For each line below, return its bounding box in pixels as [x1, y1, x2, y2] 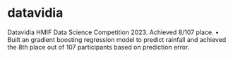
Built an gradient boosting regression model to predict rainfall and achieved [7, 35, 227, 43]
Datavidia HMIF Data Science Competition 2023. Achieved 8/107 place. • [7, 28, 220, 36]
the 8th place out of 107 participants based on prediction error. [7, 43, 190, 51]
